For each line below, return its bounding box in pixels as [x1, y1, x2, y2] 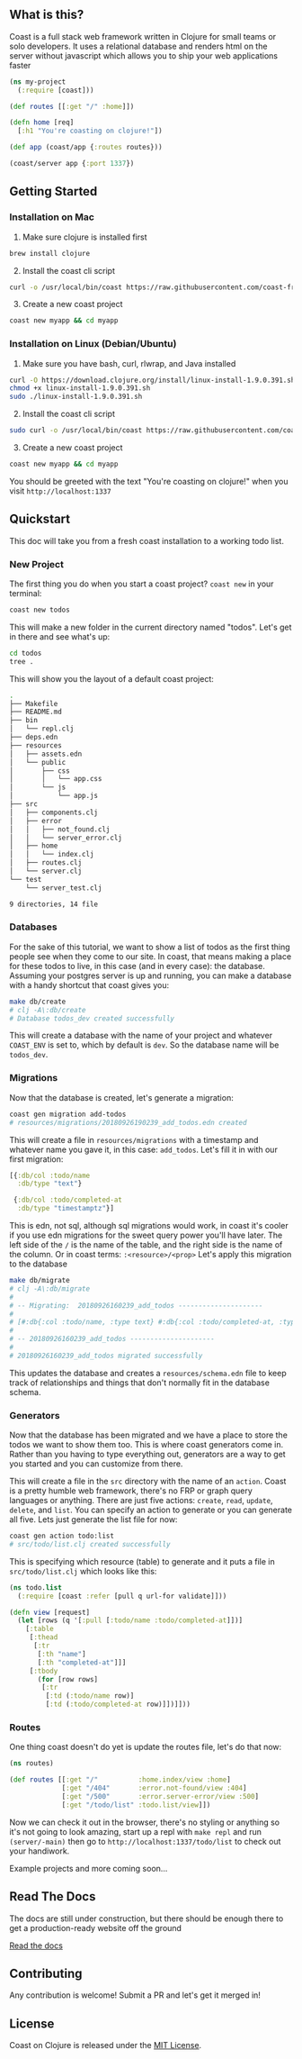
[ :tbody [29, 1666, 58, 1675]
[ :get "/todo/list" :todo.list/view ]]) [61, 1800, 211, 1810]
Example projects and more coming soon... [9, 1863, 168, 1873]
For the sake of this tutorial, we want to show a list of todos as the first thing [9, 941, 290, 952]
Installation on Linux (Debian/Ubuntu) [9, 338, 177, 350]
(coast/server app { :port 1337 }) [9, 159, 135, 168]
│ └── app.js [9, 792, 99, 801]
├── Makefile [9, 699, 58, 708]
